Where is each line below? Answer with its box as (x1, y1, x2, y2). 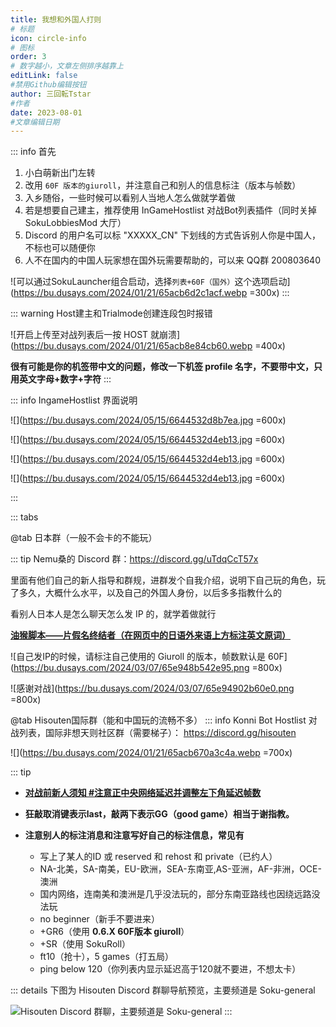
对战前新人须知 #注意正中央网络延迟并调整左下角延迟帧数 (24, 787, 262, 799)
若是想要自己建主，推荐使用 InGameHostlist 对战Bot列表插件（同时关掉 (24, 204, 318, 216)
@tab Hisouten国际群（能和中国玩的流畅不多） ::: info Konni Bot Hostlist (10, 714, 307, 726)
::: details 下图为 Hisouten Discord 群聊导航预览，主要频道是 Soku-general (10, 984, 316, 996)
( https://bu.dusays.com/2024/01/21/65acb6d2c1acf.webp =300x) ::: (10, 287, 290, 299)
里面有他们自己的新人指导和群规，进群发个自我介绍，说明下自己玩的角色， (10, 574, 317, 586)
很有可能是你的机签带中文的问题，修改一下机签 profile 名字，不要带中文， (10, 361, 315, 373)
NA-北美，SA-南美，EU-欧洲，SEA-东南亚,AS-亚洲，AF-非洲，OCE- (39, 863, 322, 875)
